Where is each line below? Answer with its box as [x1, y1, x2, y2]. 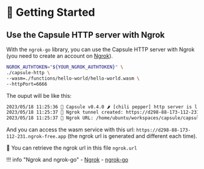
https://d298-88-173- [136, 127, 191, 133]
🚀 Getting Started [6, 5, 95, 19]
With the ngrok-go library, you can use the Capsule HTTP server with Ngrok [6, 46, 195, 53]
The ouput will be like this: [6, 92, 72, 99]
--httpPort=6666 [6, 81, 47, 87]
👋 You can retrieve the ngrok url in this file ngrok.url [6, 144, 138, 151]
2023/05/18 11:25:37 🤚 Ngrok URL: [6, 115, 94, 121]
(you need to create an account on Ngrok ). [6, 52, 114, 60]
